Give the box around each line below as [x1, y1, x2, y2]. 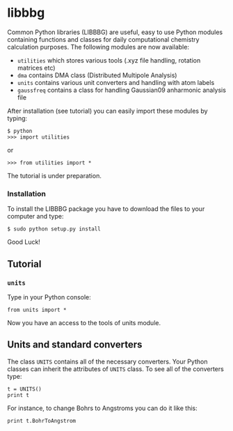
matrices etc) [17, 63, 56, 72]
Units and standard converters [7, 339, 143, 351]
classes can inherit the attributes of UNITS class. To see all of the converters [7, 364, 224, 373]
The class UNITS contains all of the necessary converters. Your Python [7, 357, 208, 366]
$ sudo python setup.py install [7, 226, 101, 233]
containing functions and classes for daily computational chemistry [7, 35, 200, 43]
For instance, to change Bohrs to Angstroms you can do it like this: [7, 404, 198, 412]
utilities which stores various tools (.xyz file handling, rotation [17, 56, 201, 64]
